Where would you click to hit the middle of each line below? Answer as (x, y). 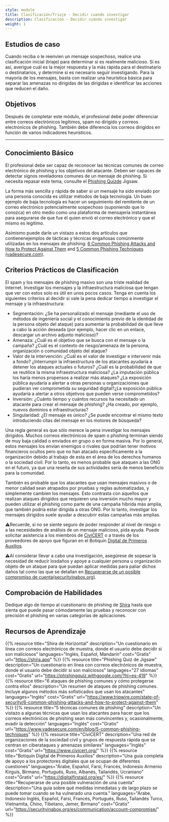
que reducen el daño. (27, 89)
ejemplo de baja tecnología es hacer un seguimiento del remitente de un (80, 201)
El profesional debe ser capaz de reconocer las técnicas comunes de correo (84, 165)
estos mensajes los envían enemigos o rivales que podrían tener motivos (81, 446)
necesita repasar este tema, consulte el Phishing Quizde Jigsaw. (72, 181)
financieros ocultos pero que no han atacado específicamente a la (74, 452)
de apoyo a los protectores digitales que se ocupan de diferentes (73, 761)
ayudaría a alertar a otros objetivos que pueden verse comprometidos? (86, 394)
